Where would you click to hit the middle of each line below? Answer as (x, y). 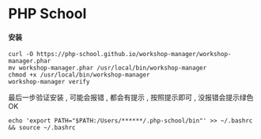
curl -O (21, 54)
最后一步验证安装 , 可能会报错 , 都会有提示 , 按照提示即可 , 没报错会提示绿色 (131, 98)
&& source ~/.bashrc (42, 128)
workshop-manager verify (49, 82)
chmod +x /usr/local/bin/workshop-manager (79, 75)
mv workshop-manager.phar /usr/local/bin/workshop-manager (108, 68)
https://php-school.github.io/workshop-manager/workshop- (134, 54)
